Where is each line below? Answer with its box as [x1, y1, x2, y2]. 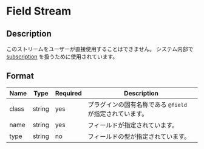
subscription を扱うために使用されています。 [6, 53, 118, 60]
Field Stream [6, 4, 72, 18]
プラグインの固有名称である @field [87, 100, 187, 109]
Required [55, 89, 82, 97]
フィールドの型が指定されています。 [87, 132, 191, 140]
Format [6, 71, 35, 81]
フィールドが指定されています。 [87, 120, 178, 129]
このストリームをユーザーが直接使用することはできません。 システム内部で [6, 46, 194, 52]
